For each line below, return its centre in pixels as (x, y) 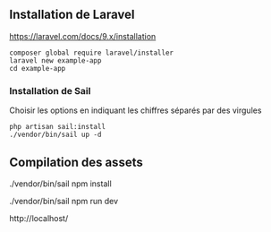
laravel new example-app (55, 60)
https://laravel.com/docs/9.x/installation (83, 36)
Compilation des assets (76, 162)
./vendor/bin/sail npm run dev (64, 201)
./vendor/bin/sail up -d (55, 135)
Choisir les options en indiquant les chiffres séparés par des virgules (135, 110)
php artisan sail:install (57, 127)
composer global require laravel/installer (92, 53)
